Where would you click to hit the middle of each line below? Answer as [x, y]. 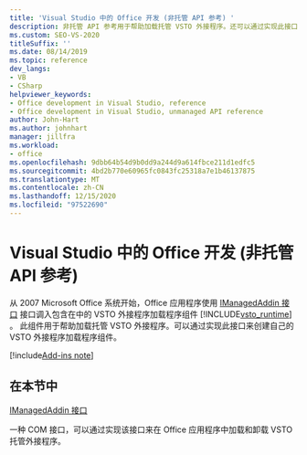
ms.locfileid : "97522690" [58, 205]
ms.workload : [34, 145]
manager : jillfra [42, 137]
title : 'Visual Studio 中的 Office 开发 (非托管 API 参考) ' [122, 18]
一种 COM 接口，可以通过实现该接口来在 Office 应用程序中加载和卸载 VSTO [151, 429]
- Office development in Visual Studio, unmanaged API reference [136, 111]
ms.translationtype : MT [55, 179]
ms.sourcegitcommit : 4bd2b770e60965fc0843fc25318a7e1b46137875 [132, 171]
